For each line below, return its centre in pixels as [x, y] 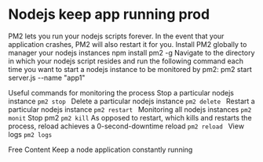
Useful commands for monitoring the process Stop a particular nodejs [121, 92]
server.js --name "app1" [47, 77]
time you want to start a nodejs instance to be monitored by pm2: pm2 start [130, 69]
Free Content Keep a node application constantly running [100, 149]
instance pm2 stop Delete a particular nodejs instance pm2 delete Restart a [131, 101]
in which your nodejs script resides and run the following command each [126, 61]
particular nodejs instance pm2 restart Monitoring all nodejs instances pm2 [130, 109]
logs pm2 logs [30, 134]
